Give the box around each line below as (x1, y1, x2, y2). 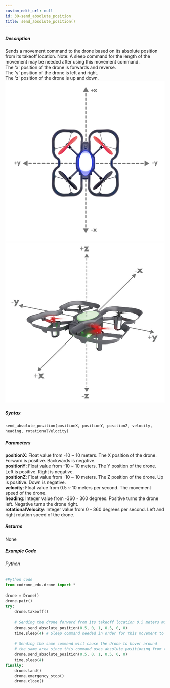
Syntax (5, 410, 21, 416)
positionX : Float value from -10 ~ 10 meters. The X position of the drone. (5, 452, 157, 458)
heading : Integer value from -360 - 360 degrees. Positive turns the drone (5, 495, 159, 502)
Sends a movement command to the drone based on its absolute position (5, 48, 158, 54)
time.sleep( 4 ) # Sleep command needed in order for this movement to (14, 631, 164, 636)
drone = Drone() (5, 593, 39, 598)
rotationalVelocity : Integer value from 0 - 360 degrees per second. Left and (5, 506, 164, 513)
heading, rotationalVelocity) (5, 429, 69, 434)
